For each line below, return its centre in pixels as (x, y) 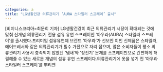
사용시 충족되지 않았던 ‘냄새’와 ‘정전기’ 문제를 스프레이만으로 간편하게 (87, 52)
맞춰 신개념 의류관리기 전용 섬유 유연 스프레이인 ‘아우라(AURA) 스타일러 (73, 34)
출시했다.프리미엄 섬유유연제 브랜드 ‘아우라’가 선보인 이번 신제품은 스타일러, (87, 40)
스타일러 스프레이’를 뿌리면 (30, 65)
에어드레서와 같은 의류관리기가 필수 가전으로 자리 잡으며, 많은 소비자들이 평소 (78, 46)
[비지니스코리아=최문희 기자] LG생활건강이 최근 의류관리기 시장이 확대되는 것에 (80, 28)
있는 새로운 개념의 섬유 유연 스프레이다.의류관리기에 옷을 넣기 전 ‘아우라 (91, 58)
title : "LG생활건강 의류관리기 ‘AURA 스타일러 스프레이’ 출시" (61, 14)
